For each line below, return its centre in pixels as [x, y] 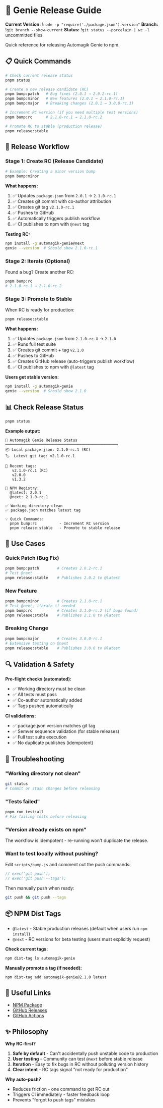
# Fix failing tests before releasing [46, 816]
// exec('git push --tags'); [36, 879]
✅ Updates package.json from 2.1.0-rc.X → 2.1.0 [64, 338]
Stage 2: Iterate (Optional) [38, 261]
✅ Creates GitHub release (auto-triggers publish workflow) [73, 361]
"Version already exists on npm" [46, 829]
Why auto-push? [23, 1079]
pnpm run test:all [24, 812]
